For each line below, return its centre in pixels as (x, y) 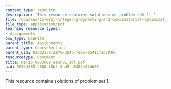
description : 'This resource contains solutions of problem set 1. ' (81, 15)
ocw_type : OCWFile (25, 39)
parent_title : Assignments (34, 43)
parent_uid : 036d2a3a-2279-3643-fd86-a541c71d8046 (60, 52)
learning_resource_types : (33, 29)
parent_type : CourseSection (35, 48)
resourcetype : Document (31, 57)
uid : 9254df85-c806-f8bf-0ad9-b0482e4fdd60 (52, 67)
